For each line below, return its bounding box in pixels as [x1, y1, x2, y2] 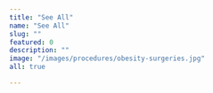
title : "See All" [9, 12, 74, 22]
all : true [9, 63, 46, 72]
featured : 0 [9, 37, 53, 47]
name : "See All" [9, 21, 70, 30]
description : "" [9, 46, 70, 55]
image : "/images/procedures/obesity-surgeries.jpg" [9, 54, 205, 63]
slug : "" [9, 29, 42, 38]
